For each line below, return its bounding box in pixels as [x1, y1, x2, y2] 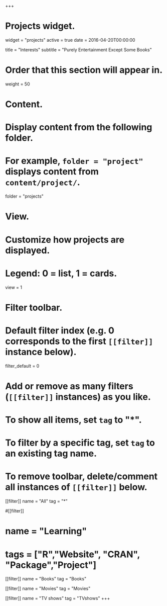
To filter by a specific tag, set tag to [5, 437, 155, 449]
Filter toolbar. [5, 302, 63, 313]
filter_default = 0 [5, 363, 40, 369]
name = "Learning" [5, 526, 87, 537]
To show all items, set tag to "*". [5, 414, 142, 425]
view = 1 [5, 284, 23, 290]
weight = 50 [5, 81, 30, 87]
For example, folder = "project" [5, 155, 143, 166]
